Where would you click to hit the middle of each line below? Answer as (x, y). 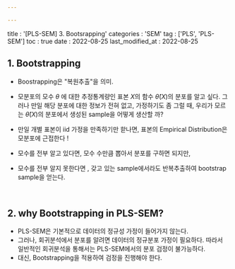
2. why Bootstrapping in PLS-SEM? (85, 213)
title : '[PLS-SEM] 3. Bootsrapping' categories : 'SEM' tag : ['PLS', (102, 33)
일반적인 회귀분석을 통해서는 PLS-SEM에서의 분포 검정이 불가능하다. (112, 249)
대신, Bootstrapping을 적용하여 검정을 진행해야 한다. (90, 258)
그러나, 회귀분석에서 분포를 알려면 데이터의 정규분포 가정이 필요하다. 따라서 (120, 240)
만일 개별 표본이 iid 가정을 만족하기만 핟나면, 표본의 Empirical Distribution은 (122, 129)
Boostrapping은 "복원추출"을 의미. (66, 81)
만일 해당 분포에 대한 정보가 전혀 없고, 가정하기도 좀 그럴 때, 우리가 (122, 105)
